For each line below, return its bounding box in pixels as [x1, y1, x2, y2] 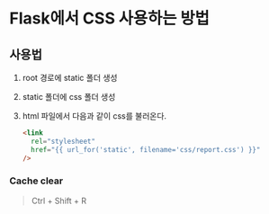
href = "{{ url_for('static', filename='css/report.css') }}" [31, 145, 261, 154]
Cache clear [9, 174, 64, 187]
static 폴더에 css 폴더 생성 [22, 92, 116, 102]
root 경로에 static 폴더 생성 [22, 73, 118, 83]
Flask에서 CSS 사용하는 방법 [9, 8, 210, 29]
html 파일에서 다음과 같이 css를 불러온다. [22, 111, 167, 121]
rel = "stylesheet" [31, 137, 96, 146]
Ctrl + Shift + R [31, 195, 87, 206]
